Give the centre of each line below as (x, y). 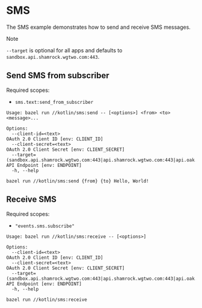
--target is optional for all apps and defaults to (64, 50)
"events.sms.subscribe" (45, 226)
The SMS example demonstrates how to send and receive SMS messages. (99, 27)
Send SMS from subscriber (58, 76)
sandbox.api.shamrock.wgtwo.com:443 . (53, 56)
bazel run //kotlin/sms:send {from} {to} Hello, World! (78, 181)
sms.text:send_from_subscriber (54, 102)
